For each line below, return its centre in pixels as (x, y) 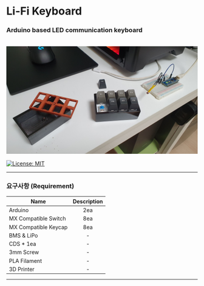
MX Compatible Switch (37, 219)
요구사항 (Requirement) (40, 186)
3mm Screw (24, 252)
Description (88, 201)
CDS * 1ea (22, 244)
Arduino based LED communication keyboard (74, 30)
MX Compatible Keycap (38, 227)
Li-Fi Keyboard (44, 11)
